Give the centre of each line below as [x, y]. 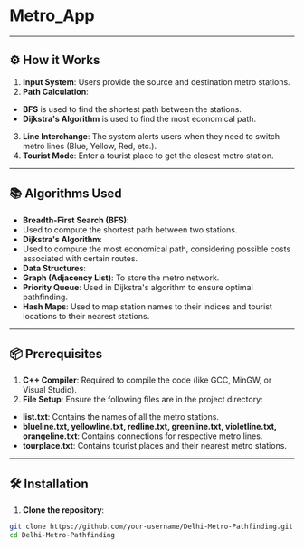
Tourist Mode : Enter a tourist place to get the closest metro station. [148, 156]
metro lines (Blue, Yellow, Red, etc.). [89, 146]
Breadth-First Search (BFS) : [76, 220]
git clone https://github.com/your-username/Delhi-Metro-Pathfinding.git [152, 527]
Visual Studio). [49, 390]
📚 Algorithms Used [66, 194]
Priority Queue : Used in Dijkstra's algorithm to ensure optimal [138, 287]
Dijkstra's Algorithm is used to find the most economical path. [139, 118]
